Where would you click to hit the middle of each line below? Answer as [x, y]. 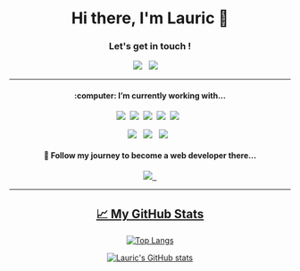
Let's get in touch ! [150, 47]
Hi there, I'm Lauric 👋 [150, 18]
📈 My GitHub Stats [150, 214]
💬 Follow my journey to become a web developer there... [150, 156]
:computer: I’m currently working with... [150, 96]
